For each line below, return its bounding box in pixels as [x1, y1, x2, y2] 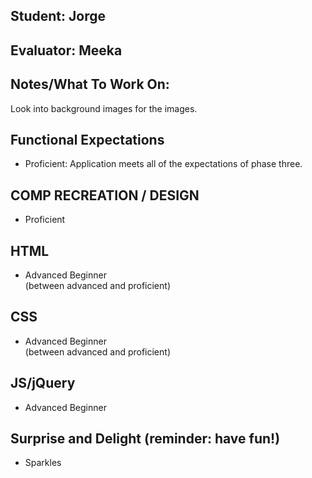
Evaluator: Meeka [10, 42, 123, 59]
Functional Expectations [10, 131, 165, 148]
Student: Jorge [10, 8, 106, 25]
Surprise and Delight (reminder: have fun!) [10, 430, 281, 448]
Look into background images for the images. [10, 102, 198, 114]
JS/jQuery [10, 375, 76, 392]
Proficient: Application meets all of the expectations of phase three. [24, 158, 303, 170]
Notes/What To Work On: [10, 76, 170, 93]
